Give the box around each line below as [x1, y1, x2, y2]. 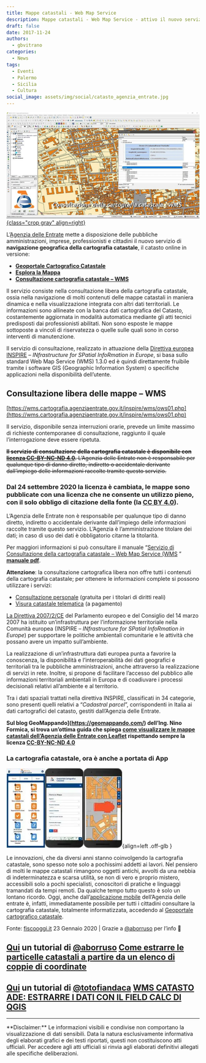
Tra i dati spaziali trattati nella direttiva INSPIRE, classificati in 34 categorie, [6, 694, 196, 702]
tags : [6, 61, 20, 67]
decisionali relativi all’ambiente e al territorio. [6, 682, 119, 689]
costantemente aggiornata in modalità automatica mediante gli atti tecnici [6, 313, 192, 320]
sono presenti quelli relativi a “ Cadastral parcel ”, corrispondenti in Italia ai [6, 700, 193, 708]
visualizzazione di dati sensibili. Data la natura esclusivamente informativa [6, 1030, 193, 1038]
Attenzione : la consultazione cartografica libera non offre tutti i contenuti [6, 568, 191, 576]
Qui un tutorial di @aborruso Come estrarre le [6, 942, 184, 953]
